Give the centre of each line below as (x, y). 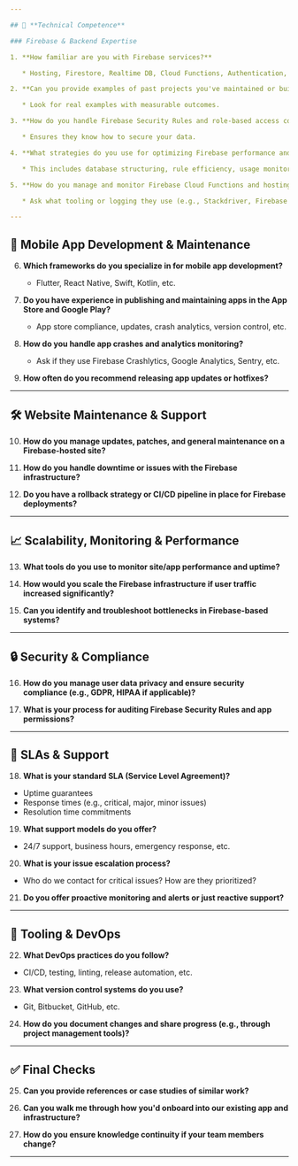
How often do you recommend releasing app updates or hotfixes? (145, 378)
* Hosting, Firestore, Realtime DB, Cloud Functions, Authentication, (155, 73)
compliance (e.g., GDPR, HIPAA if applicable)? (109, 692)
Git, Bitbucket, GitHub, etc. (71, 1007)
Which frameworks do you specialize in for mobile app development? (153, 266)
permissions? (48, 719)
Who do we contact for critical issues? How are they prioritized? (140, 881)
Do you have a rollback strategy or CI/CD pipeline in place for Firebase (154, 494)
